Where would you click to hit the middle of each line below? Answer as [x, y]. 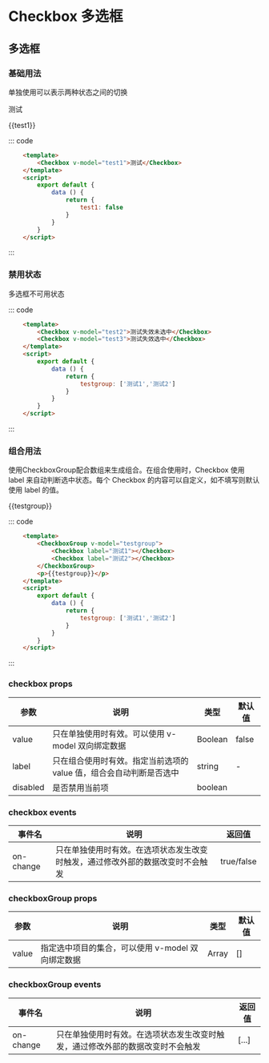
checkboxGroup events [55, 985]
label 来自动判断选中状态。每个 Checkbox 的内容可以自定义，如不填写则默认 [134, 480]
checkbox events [42, 812]
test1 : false [102, 207]
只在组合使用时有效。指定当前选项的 [120, 760]
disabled [28, 787]
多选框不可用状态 [36, 294]
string [207, 766]
